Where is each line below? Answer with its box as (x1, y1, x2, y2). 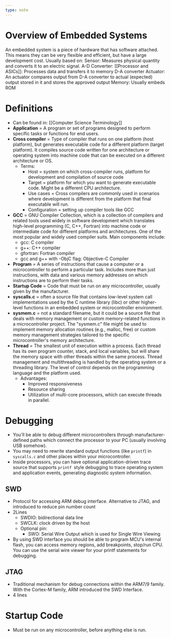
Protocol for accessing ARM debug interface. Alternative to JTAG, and (12, 498, 160, 504)
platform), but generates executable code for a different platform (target (12, 141, 164, 147)
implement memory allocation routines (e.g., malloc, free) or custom (12, 326, 156, 332)
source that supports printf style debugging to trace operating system (12, 464, 163, 471)
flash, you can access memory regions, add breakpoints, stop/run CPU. (12, 542, 163, 548)
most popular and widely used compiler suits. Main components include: (12, 233, 166, 240)
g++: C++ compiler (20, 244, 61, 251)
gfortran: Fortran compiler (20, 250, 75, 256)
